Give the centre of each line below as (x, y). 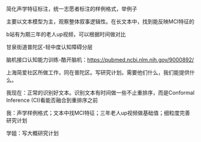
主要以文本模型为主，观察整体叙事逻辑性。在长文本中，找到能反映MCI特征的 (100, 22)
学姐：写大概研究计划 (32, 133)
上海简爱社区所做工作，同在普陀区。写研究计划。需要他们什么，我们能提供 (98, 72)
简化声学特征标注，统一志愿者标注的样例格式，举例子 (72, 9)
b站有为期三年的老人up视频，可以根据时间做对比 (66, 34)
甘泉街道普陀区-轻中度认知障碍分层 (49, 47)
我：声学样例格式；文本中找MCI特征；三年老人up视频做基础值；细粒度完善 (98, 113)
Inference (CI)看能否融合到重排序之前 (52, 100)
